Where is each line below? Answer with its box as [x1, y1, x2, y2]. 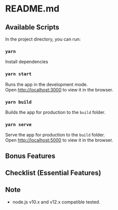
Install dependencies [5, 58, 49, 65]
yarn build [5, 99, 32, 105]
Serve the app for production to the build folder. [5, 132, 105, 138]
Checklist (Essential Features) [5, 168, 101, 177]
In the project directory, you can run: [5, 36, 81, 42]
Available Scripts [5, 23, 59, 31]
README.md [5, 3, 60, 14]
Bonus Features [5, 151, 56, 160]
